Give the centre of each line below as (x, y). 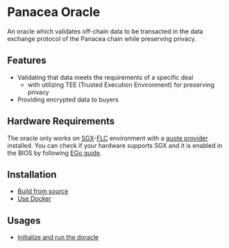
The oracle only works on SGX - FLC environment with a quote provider (108, 138)
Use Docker (34, 199)
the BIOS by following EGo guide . (54, 153)
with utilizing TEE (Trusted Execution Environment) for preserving (121, 85)
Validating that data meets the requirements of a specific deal (105, 77)
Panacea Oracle (54, 12)
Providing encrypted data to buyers (68, 99)
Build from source (43, 191)
